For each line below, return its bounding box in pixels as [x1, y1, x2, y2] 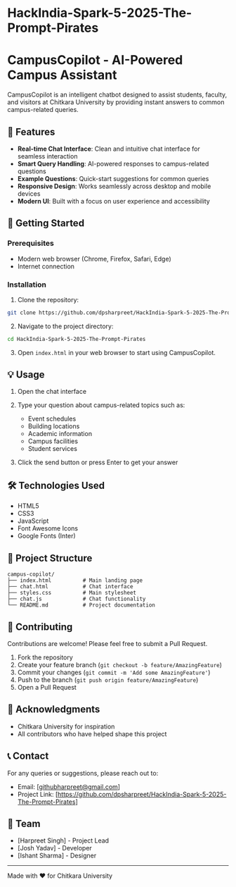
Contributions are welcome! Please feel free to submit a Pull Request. [7, 639, 208, 647]
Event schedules [27, 414, 77, 423]
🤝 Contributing [7, 621, 73, 633]
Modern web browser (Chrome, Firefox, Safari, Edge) [17, 254, 171, 263]
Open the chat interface [17, 387, 86, 396]
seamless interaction [17, 151, 78, 160]
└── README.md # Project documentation [7, 602, 156, 609]
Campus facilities [27, 437, 79, 445]
